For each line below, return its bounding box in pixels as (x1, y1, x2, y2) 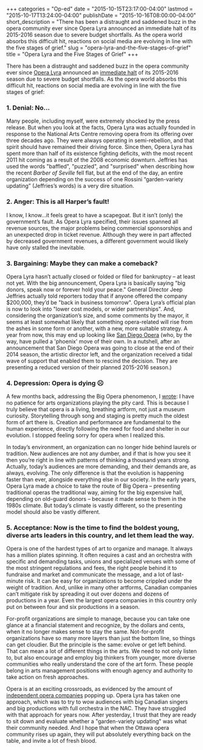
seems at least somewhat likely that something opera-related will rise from (6, 318, 193, 325)
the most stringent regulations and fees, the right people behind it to (6, 564, 177, 572)
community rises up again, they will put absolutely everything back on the (6, 730, 191, 738)
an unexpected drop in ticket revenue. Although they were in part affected (6, 231, 191, 238)
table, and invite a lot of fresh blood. (6, 737, 97, 745)
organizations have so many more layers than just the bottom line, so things (6, 635, 196, 642)
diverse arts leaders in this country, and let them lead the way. (6, 531, 194, 539)
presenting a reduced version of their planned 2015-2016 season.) (6, 363, 172, 371)
